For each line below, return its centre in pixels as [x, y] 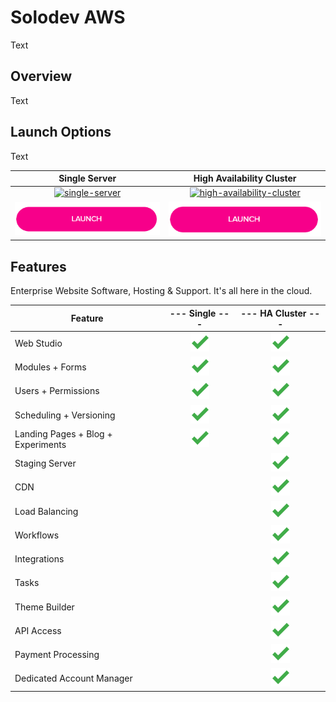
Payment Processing [57, 655]
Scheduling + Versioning [65, 415]
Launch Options [61, 132]
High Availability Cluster [245, 178]
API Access [38, 630]
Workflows [37, 535]
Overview [41, 76]
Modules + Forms [50, 367]
